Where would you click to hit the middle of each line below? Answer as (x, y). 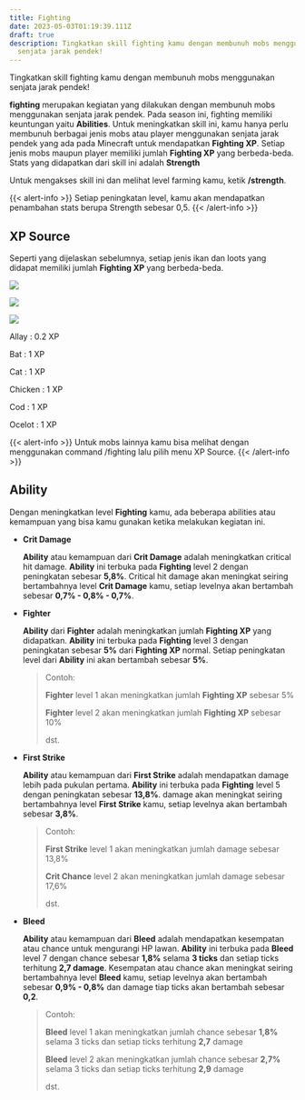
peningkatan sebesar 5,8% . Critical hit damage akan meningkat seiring (155, 576)
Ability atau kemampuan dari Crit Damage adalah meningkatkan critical (157, 556)
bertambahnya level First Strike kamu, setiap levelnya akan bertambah (155, 804)
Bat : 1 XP (27, 354)
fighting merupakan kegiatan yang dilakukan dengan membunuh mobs (142, 105)
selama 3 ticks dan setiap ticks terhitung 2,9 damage (144, 1068)
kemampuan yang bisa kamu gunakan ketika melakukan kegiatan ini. (138, 521)
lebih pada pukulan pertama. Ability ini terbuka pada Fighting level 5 (152, 785)
